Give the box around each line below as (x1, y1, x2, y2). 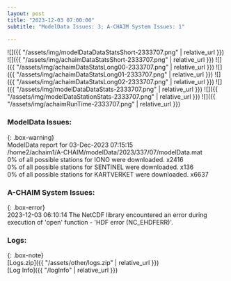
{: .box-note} (7, 251, 44, 259)
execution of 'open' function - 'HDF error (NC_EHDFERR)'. (7, 218, 174, 226)
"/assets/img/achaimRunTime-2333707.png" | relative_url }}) (7, 100, 181, 109)
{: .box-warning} (7, 133, 54, 141)
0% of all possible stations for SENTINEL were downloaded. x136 (7, 163, 194, 171)
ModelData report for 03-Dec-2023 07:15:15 (7, 140, 134, 149)
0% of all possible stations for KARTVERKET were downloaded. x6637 (7, 170, 209, 178)
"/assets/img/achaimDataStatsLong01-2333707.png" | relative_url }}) (16, 70, 214, 79)
